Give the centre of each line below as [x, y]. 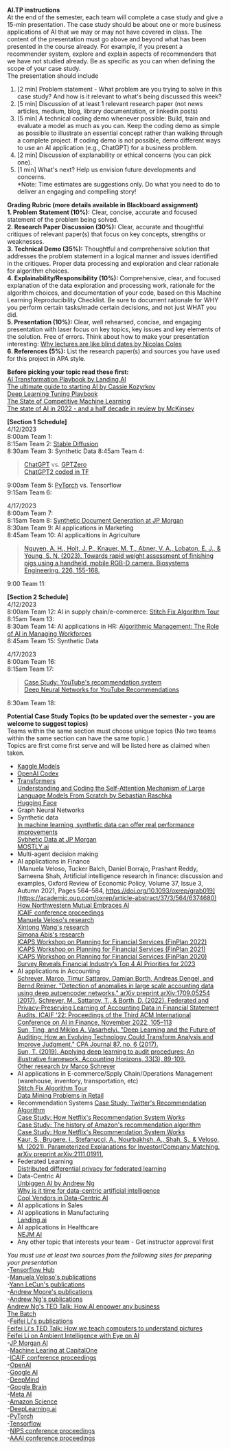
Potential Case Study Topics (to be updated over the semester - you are [111, 716]
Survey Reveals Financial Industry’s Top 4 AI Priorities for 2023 [106, 964]
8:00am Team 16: [32, 661]
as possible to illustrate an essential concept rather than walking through [120, 133]
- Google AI [23, 1372]
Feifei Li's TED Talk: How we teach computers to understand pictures [105, 1328]
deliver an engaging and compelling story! [77, 191]
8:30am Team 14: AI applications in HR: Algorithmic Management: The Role [113, 626]
